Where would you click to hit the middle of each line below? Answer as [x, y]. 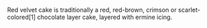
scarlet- [189, 10]
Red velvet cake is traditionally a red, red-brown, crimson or [92, 10]
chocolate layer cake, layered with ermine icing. [105, 17]
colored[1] [21, 17]
